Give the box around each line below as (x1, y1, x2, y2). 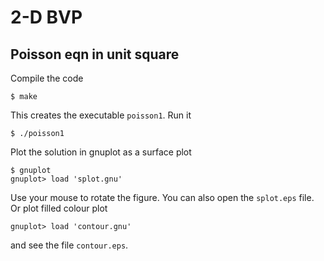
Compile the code (10, 72, 84, 84)
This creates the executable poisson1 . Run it (10, 109, 192, 121)
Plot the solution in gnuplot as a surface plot (10, 146, 192, 158)
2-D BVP (10, 6, 83, 29)
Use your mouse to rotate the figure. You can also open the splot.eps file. (10, 192, 315, 203)
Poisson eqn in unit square (10, 46, 180, 63)
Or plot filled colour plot (10, 202, 108, 214)
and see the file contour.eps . (10, 239, 129, 251)
